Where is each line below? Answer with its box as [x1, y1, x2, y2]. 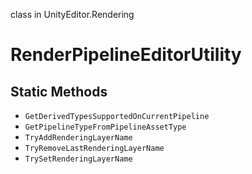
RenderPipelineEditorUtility [10, 44, 242, 66]
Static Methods [10, 83, 108, 100]
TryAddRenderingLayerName [24, 133, 133, 143]
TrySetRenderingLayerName [24, 154, 133, 164]
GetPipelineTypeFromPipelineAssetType [24, 122, 187, 132]
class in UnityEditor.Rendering [10, 9, 135, 20]
